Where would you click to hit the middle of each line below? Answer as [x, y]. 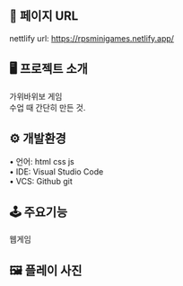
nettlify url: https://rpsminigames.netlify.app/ [92, 38]
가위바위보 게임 [36, 96]
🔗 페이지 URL [44, 16]
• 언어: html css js [42, 162]
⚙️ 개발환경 [38, 139]
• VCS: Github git [41, 182]
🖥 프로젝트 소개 [48, 69]
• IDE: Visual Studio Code [57, 172]
